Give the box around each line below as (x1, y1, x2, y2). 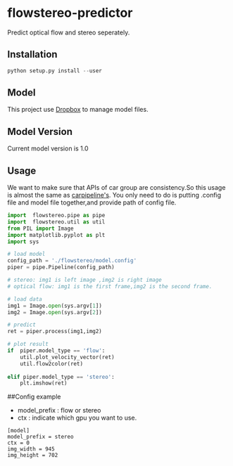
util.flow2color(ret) (20, 360, 83, 367)
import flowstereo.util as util (7, 218, 106, 226)
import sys (7, 238, 39, 245)
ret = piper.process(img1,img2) (7, 328, 102, 335)
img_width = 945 (7, 446, 55, 453)
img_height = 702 (7, 452, 58, 459)
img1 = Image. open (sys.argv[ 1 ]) (7, 302, 102, 309)
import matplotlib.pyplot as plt (7, 231, 106, 238)
